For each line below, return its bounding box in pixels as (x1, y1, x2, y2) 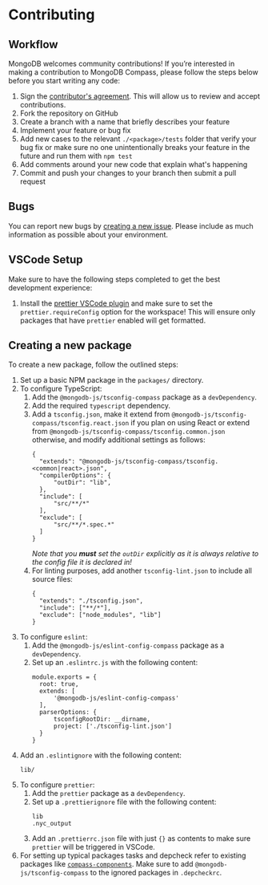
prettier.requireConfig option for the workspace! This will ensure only (19, 307, 256, 316)
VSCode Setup (8, 253, 83, 266)
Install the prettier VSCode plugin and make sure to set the (19, 298, 214, 308)
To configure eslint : (19, 632, 88, 642)
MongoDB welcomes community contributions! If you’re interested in (8, 59, 235, 68)
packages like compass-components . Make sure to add (19, 859, 194, 869)
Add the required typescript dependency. (31, 401, 170, 411)
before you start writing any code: (8, 76, 121, 85)
